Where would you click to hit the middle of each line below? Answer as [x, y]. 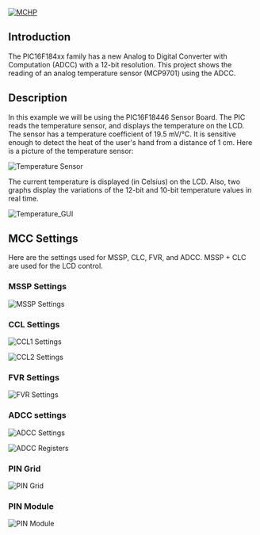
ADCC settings [37, 415]
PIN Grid [25, 468]
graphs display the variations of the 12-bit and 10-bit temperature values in [130, 189]
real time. [23, 198]
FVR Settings [34, 377]
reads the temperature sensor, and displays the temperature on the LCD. [126, 125]
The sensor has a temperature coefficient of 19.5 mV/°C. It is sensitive [122, 134]
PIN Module [31, 506]
